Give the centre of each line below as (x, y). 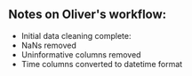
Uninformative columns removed (81, 54)
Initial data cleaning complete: (76, 35)
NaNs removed (48, 45)
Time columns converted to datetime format (102, 64)
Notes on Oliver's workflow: (88, 15)
